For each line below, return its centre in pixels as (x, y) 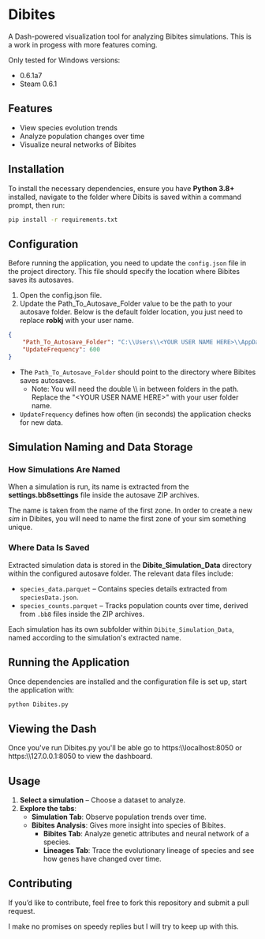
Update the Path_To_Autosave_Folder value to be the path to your (126, 304)
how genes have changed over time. (102, 859)
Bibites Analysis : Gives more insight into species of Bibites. (129, 825)
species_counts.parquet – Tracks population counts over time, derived (134, 605)
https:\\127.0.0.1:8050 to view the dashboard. (80, 757)
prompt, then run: (37, 205)
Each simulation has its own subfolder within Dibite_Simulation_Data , (121, 629)
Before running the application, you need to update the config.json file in (127, 263)
